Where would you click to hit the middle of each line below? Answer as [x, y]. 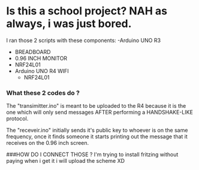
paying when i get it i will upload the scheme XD [65, 161]
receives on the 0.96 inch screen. [48, 143]
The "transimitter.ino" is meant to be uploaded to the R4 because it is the [96, 106]
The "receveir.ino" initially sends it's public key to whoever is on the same [97, 130]
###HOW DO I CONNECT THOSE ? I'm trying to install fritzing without [92, 154]
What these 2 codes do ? [43, 93]
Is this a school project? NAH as [87, 11]
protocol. [17, 119]
